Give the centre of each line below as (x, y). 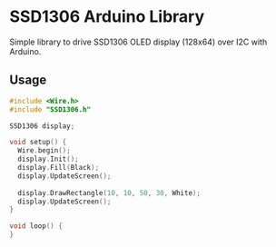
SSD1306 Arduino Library (107, 17)
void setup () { (38, 143)
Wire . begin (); (44, 151)
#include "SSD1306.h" (50, 109)
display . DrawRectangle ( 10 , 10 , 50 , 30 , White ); (109, 193)
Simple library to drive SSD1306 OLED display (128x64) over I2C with (138, 42)
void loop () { (36, 226)
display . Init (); (48, 159)
